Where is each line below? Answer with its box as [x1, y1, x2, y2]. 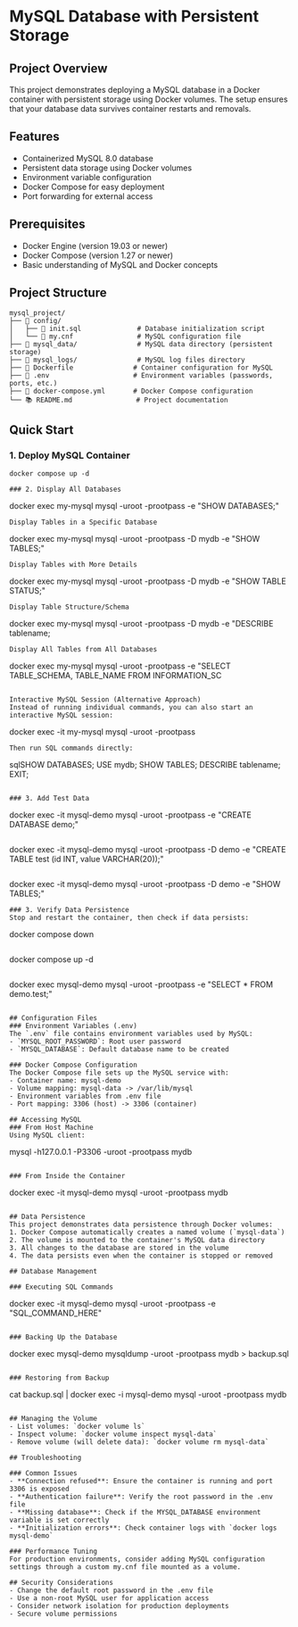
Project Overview [9, 61, 108, 76]
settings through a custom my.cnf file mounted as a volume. [9, 1563, 242, 1572]
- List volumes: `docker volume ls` [9, 1422, 145, 1432]
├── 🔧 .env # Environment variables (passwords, [9, 371, 274, 380]
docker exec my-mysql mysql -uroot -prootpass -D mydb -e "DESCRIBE [9, 618, 274, 629]
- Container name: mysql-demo [9, 1076, 122, 1085]
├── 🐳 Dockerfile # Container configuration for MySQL [9, 363, 274, 372]
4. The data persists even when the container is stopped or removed [9, 1251, 274, 1260]
